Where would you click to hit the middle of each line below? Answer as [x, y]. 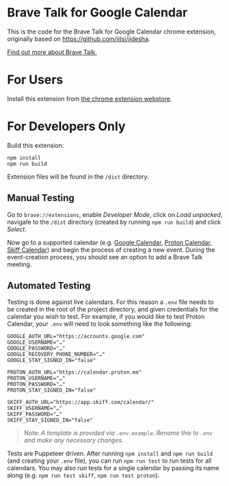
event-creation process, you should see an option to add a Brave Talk [105, 257]
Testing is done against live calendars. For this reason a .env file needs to [110, 302]
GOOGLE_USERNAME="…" [37, 343]
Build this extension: [36, 145]
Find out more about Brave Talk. [52, 52]
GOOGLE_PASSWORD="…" [37, 348]
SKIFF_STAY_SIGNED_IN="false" [50, 420]
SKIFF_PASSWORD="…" [35, 414]
